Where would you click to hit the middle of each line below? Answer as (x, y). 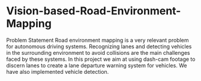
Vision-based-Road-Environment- (94, 11)
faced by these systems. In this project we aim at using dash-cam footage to (101, 59)
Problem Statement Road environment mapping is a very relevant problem (97, 40)
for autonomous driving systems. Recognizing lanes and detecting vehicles (99, 46)
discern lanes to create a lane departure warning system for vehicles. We (97, 65)
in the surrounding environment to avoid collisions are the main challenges (98, 52)
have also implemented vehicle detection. (58, 71)
